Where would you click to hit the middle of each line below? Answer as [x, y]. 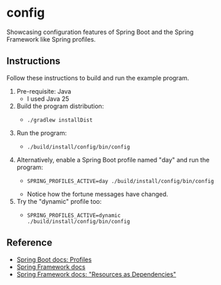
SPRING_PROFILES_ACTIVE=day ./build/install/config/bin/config [121, 181]
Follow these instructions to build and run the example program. [98, 78]
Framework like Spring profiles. [51, 39]
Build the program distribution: [60, 106]
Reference [30, 243]
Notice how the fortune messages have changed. [97, 194]
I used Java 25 [48, 98]
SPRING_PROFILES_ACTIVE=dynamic [74, 215]
